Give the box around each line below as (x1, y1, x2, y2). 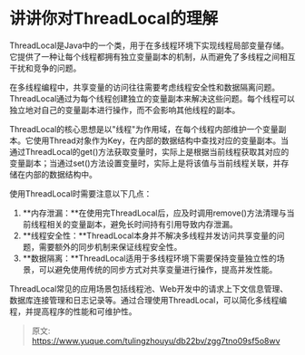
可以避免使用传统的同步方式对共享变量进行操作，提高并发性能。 (38, 264, 278, 274)
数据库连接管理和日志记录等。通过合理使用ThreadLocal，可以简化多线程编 (9, 294, 288, 305)
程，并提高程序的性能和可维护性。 (9, 305, 137, 317)
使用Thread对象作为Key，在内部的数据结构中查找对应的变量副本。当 (33, 135, 289, 146)
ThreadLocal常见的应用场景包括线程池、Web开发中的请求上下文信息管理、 (9, 283, 289, 294)
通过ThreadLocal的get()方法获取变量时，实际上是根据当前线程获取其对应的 (9, 146, 290, 157)
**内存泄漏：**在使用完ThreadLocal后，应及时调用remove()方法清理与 (22, 207, 288, 218)
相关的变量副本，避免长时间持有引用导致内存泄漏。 (46, 218, 238, 229)
